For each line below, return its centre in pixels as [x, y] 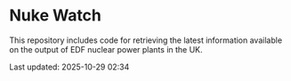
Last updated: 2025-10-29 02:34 [69, 67]
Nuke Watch [56, 16]
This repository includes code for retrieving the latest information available [146, 40]
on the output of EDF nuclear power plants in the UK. [106, 49]
